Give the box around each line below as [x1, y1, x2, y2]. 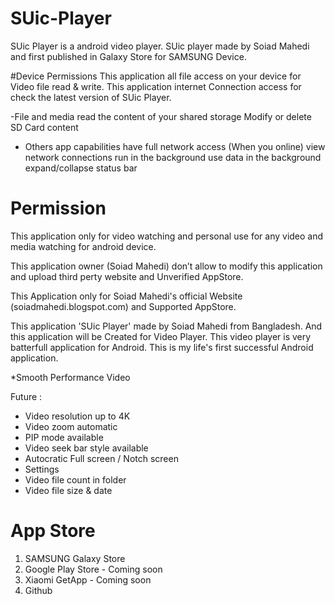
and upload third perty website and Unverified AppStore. [10, 270, 244, 282]
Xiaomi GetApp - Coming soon [24, 573, 152, 586]
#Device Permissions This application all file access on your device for [10, 70, 302, 82]
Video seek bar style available [24, 442, 149, 454]
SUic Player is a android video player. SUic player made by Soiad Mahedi [10, 40, 310, 52]
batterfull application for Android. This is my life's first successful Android [10, 341, 314, 353]
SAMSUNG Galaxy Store [24, 552, 126, 564]
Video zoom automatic [24, 420, 118, 432]
